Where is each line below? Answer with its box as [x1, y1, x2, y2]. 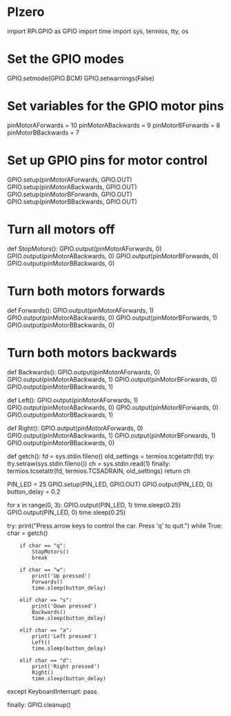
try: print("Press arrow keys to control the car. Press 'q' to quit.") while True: [7, 521, 223, 530]
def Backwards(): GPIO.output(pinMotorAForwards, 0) [7, 367, 161, 376]
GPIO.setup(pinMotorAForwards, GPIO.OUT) [7, 175, 132, 184]
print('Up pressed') [32, 572, 91, 579]
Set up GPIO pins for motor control [7, 153, 208, 168]
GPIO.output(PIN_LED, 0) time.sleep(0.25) [7, 508, 126, 516]
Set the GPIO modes [7, 51, 124, 67]
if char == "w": [19, 566, 67, 573]
